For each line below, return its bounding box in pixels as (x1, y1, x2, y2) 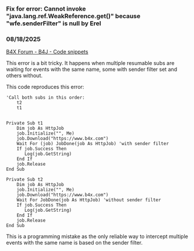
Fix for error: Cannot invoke (6, 5, 86, 13)
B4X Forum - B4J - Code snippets (6, 49, 89, 56)
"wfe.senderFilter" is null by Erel (6, 19, 101, 27)
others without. (6, 72, 43, 79)
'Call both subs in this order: (6, 95, 85, 101)
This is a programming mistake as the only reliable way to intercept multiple (6, 233, 189, 240)
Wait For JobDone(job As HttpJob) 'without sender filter (16, 197, 161, 203)
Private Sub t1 (6, 121, 43, 126)
